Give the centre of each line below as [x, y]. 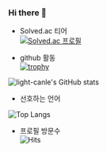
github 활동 [38, 58]
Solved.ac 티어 [43, 31]
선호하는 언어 [40, 99]
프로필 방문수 [40, 131]
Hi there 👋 [28, 13]
